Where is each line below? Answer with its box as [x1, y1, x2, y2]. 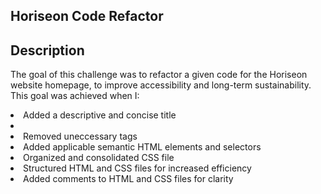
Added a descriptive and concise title [23, 109, 177, 121]
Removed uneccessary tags [23, 130, 138, 143]
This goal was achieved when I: [10, 90, 140, 102]
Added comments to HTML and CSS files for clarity [23, 173, 234, 185]
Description [10, 42, 85, 59]
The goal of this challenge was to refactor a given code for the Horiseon [10, 69, 308, 81]
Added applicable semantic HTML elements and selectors [23, 141, 262, 153]
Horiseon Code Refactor [10, 8, 164, 25]
